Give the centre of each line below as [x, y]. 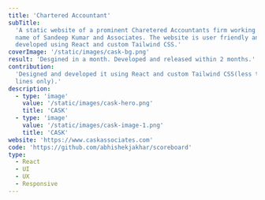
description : [30, 89]
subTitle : [24, 23]
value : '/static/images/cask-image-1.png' [93, 125]
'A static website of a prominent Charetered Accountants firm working [136, 30]
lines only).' [38, 81]
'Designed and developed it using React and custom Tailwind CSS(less [134, 74]
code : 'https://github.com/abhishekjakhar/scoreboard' [100, 147]
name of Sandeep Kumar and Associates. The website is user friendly [132, 37]
